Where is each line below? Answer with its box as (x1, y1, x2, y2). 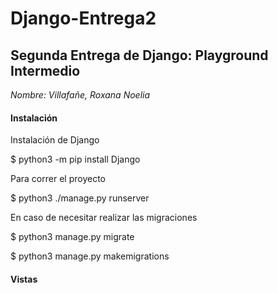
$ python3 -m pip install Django (10, 153, 141, 166)
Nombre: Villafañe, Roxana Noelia (10, 89, 151, 101)
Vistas (10, 273, 38, 285)
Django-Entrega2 (10, 7, 157, 30)
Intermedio (10, 62, 81, 79)
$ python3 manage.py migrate (10, 231, 135, 243)
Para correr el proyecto (10, 173, 106, 185)
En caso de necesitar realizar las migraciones (10, 212, 198, 224)
